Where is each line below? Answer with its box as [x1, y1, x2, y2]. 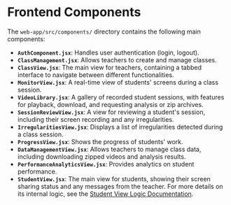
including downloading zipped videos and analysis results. [17, 152, 186, 161]
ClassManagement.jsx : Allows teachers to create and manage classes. [17, 55, 217, 64]
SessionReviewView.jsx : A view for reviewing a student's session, [17, 108, 205, 116]
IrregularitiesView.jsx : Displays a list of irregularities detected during [17, 122, 223, 131]
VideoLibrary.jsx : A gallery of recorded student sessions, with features [17, 92, 225, 101]
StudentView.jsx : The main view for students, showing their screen [17, 174, 211, 183]
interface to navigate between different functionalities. [17, 71, 174, 79]
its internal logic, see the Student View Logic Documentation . [17, 190, 194, 198]
